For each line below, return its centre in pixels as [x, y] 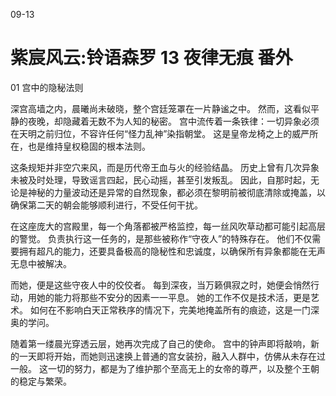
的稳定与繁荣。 [41, 381]
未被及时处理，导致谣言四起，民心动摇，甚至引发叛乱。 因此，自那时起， [160, 180]
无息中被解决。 [41, 263]
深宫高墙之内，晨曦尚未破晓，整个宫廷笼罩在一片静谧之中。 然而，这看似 [160, 108]
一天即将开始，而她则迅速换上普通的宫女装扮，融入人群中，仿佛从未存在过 [172, 356]
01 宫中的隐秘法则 [47, 87]
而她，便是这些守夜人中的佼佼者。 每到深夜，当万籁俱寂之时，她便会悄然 [160, 285]
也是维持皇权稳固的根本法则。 [89, 146]
